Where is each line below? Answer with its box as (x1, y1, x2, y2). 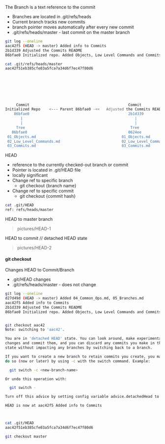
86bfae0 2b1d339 (14, 112, 144, 117)
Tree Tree (16, 125, 139, 130)
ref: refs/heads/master (5, 207, 54, 212)
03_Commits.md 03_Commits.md (7, 144, 151, 148)
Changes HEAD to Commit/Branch (5, 267, 75, 273)
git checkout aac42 (5, 323, 45, 327)
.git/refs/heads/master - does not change (12, 282, 96, 288)
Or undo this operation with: (5, 376, 67, 382)
